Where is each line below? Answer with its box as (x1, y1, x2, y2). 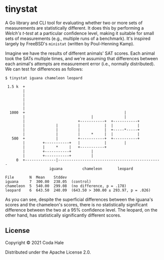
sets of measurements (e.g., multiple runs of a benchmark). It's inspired (5, 36, 151, 41)
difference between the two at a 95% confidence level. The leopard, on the (5, 207, 158, 213)
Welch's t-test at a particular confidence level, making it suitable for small (5, 30, 154, 36)
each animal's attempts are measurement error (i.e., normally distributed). (5, 61, 155, 67)
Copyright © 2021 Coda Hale (5, 239, 64, 245)
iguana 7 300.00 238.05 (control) (5, 179, 92, 184)
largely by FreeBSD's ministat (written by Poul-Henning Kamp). (5, 40, 134, 46)
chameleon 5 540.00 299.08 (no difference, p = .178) (5, 184, 127, 188)
